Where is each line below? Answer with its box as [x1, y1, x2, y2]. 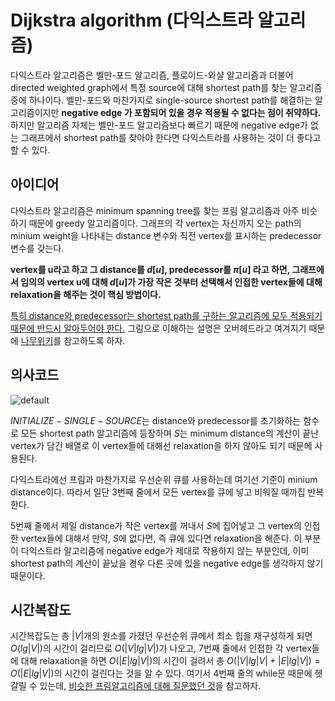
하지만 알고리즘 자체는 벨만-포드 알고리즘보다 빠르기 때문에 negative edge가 [10, 119, 308, 131]
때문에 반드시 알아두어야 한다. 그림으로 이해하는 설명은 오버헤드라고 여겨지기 [10, 322, 307, 334]
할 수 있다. [10, 144, 51, 156]
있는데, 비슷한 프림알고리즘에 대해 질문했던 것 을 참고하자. [39, 680, 262, 692]
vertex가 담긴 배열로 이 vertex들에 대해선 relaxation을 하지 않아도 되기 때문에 [10, 439, 313, 451]
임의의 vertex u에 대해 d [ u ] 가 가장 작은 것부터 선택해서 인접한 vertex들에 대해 [20, 276, 323, 288]
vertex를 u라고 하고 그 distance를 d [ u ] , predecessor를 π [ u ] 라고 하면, [10, 263, 290, 275]
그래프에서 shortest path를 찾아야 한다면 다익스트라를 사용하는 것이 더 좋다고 [20, 131, 322, 143]
